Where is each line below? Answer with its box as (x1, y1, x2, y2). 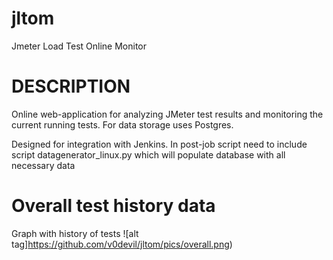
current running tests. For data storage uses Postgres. (11, 118, 234, 131)
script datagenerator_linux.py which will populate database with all (11, 148, 286, 161)
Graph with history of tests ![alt (11, 227, 139, 239)
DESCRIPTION (11, 75, 131, 98)
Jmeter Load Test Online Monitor (11, 40, 148, 52)
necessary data (11, 159, 76, 171)
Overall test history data (11, 195, 216, 217)
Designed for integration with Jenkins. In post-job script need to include (11, 138, 308, 150)
